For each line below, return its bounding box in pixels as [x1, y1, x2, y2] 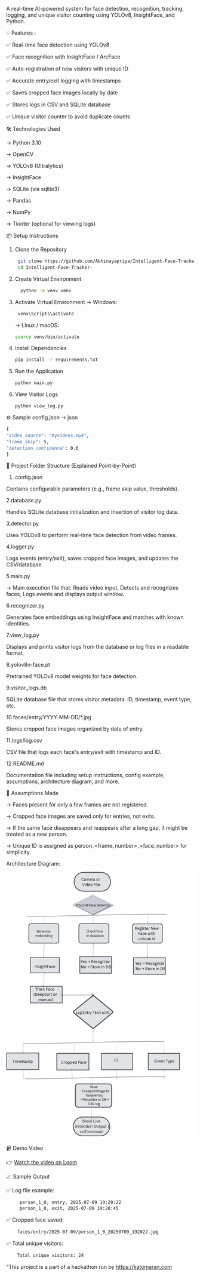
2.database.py [6, 497, 42, 504]
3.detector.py [6, 520, 39, 527]
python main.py [14, 380, 53, 386]
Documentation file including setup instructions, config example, [6, 772, 165, 779]
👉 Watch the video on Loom [6, 1158, 78, 1165]
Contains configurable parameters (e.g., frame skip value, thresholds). [6, 485, 179, 492]
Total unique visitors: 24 [17, 1253, 84, 1259]
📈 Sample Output [6, 1173, 50, 1180]
